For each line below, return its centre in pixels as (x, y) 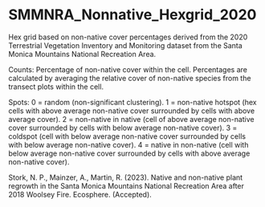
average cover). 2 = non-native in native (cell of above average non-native (131, 119)
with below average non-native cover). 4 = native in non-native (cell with (128, 144)
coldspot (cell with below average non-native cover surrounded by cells (127, 136)
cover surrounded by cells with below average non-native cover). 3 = (123, 128)
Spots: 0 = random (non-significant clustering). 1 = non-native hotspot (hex (132, 102)
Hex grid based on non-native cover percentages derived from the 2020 (128, 37)
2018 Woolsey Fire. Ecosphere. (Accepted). (80, 194)
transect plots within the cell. (56, 87)
